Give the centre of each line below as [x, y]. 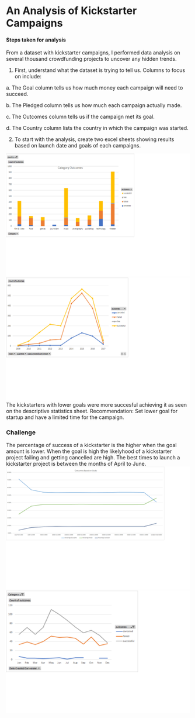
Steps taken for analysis [36, 40]
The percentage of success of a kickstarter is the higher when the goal [91, 445]
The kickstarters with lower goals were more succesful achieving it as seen [97, 404]
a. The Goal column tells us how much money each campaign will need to [95, 88]
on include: [28, 77]
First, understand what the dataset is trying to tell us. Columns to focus [100, 70]
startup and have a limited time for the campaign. [65, 417]
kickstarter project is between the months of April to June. [76, 464]
